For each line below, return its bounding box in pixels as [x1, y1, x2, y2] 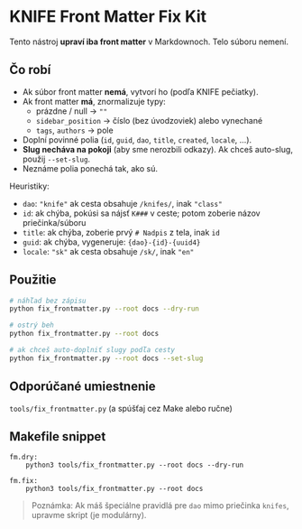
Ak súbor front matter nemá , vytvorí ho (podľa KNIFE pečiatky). [22, 86, 259, 97]
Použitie [9, 273, 57, 288]
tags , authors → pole [35, 125, 114, 135]
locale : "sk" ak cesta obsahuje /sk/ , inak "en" [22, 246, 195, 256]
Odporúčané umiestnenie [9, 379, 156, 394]
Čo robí [9, 62, 51, 78]
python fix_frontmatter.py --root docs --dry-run [9, 304, 200, 313]
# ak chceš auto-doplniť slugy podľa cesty [9, 346, 176, 355]
